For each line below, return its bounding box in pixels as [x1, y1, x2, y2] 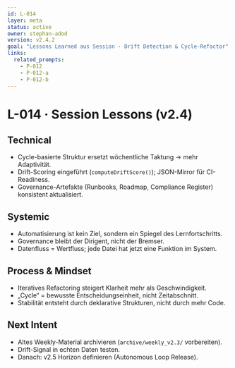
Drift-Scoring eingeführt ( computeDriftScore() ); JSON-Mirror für [17, 168, 205, 176]
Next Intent [7, 319, 58, 331]
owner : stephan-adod [7, 30, 68, 37]
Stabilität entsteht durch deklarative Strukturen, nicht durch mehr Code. [17, 299, 226, 307]
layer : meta [7, 17, 42, 24]
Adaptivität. [17, 160, 52, 169]
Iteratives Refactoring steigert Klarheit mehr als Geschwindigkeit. [17, 283, 207, 292]
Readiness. [17, 176, 50, 184]
